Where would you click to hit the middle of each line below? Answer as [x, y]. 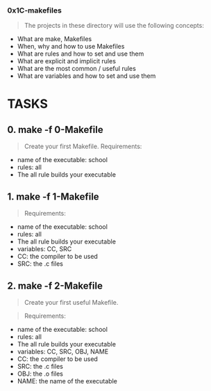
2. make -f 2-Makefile [55, 286]
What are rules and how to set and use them [81, 54]
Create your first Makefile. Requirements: [83, 146]
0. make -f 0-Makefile [55, 130]
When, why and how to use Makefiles [71, 47]
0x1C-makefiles [35, 10]
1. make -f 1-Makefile [53, 197]
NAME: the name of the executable [67, 381]
